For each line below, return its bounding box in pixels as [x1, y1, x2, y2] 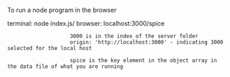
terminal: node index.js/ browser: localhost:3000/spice [7, 19, 165, 27]
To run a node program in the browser [7, 6, 117, 14]
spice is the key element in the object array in [69, 57, 217, 64]
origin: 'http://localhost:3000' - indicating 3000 [69, 39, 224, 46]
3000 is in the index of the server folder [69, 33, 199, 40]
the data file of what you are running [7, 63, 124, 70]
